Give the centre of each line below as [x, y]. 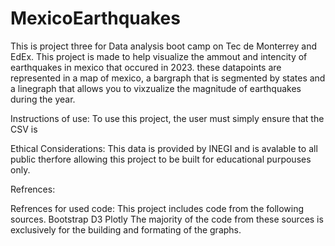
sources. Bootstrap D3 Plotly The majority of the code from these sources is [167, 219]
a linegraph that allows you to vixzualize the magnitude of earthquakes [156, 88]
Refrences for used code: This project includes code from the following [157, 208]
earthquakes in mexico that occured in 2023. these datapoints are [146, 67]
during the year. [43, 99]
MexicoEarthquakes [95, 18]
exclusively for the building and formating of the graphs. [126, 229]
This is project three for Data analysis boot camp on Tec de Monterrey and [164, 46]
